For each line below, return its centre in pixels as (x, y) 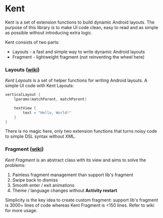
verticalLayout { (23, 95)
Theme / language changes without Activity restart (65, 190)
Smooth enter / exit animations (43, 185)
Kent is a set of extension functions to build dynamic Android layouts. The (80, 22)
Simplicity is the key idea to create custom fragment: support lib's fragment (82, 200)
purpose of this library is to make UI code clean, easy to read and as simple (82, 27)
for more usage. (21, 210)
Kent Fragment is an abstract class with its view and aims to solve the (76, 160)
